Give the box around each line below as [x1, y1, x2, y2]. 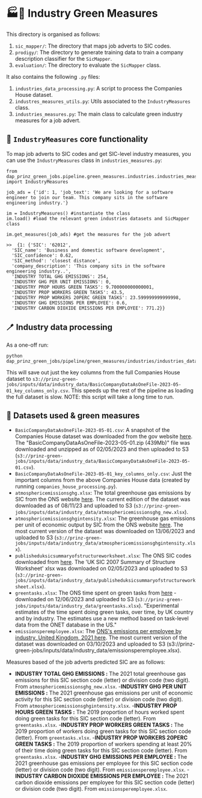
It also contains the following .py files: [6, 73, 100, 80]
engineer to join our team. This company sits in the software [6, 194, 168, 200]
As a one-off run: [6, 341, 49, 348]
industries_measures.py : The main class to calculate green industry [14, 110, 183, 117]
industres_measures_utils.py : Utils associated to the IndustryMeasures [14, 97, 191, 105]
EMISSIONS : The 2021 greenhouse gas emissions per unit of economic [14, 689, 194, 697]
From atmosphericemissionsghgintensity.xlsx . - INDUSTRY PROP [14, 702, 177, 710]
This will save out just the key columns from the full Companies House [6, 368, 180, 376]
